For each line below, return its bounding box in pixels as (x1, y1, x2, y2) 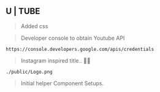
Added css (20, 22, 48, 29)
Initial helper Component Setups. (20, 79, 104, 86)
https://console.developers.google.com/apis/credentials (6, 46, 154, 52)
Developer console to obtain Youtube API (20, 34, 125, 42)
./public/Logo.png (6, 69, 53, 75)
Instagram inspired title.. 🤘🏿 (20, 56, 91, 64)
